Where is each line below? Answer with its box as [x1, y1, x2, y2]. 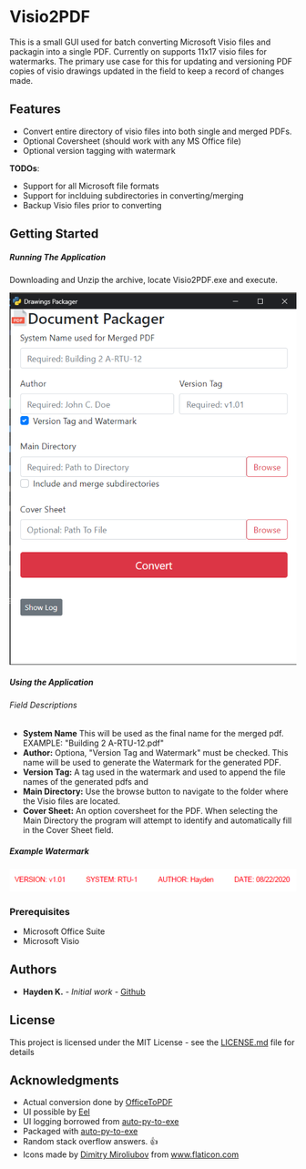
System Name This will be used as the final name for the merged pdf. [22, 728, 284, 739]
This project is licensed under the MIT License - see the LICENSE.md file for [9, 1036, 295, 1048]
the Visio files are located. [22, 796, 121, 807]
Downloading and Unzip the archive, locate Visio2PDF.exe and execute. [9, 275, 278, 286]
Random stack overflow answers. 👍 [22, 1136, 158, 1147]
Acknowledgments [9, 1072, 120, 1088]
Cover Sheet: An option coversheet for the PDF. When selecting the [22, 806, 278, 817]
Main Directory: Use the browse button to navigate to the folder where [22, 786, 289, 798]
